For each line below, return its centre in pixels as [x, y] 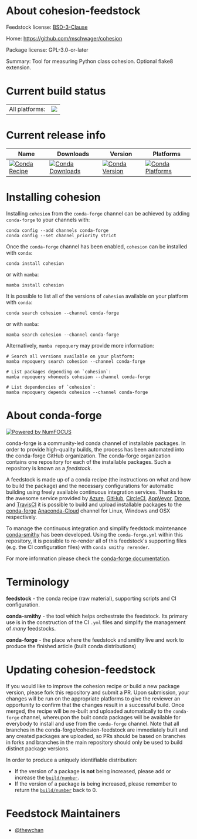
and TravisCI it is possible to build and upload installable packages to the [94, 504]
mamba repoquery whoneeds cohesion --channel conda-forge [78, 377]
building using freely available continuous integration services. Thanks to [94, 492]
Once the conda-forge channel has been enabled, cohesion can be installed [97, 246]
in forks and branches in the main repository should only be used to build [94, 742]
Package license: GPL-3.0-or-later [47, 50]
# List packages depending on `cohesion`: [59, 372]
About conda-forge [54, 415]
